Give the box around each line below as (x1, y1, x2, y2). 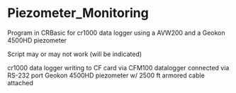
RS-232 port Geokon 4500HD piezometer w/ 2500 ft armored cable (7, 71, 206, 80)
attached (7, 78, 33, 87)
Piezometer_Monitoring (7, 5, 149, 21)
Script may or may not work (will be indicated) (7, 50, 142, 58)
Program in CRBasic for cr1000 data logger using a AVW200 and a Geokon (7, 28, 225, 37)
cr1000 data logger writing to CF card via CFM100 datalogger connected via (7, 63, 230, 72)
